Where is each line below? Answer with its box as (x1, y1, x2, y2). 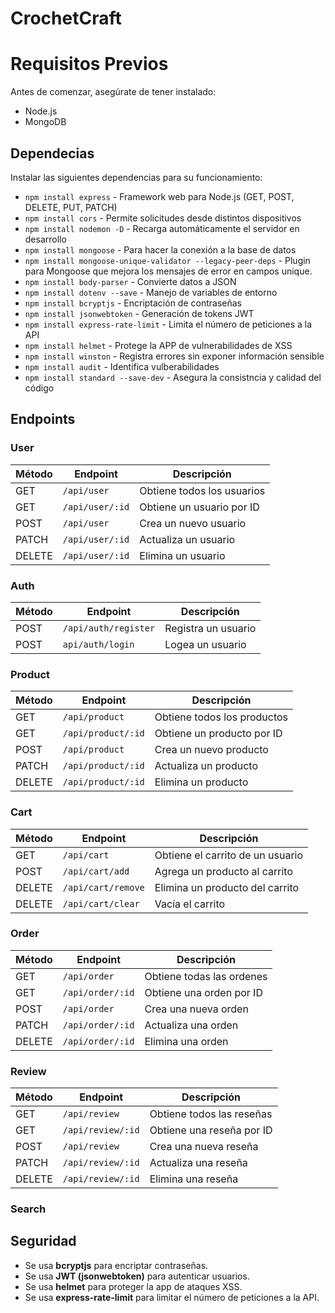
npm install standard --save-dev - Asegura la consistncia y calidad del (24, 371, 322, 383)
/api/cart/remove (62, 882, 145, 893)
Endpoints (10, 411, 76, 428)
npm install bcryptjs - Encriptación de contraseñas (24, 297, 242, 309)
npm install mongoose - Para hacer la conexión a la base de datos (24, 243, 297, 256)
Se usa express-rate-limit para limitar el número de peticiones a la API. (24, 1291, 320, 1303)
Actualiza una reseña (149, 1156, 248, 1170)
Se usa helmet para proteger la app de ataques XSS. (24, 1280, 243, 1292)
